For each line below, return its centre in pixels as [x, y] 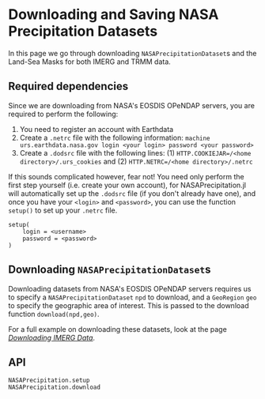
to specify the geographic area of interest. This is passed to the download [129, 305]
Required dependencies [68, 87]
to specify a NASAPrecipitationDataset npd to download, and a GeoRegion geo [132, 297]
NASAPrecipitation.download [55, 388]
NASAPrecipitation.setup [49, 381]
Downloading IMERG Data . [52, 337]
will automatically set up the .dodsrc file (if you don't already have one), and [132, 193]
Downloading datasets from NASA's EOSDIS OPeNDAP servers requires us [130, 288]
